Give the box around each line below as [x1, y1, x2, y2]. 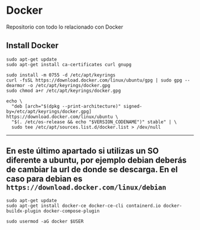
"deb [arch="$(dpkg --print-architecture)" [11, 103, 121, 109]
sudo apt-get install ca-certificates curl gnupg [6, 61, 132, 67]
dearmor [6, 82, 26, 88]
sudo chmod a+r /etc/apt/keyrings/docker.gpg [6, 88, 121, 94]
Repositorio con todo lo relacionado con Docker [6, 23, 123, 30]
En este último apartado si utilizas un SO [6, 146, 159, 156]
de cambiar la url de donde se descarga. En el [6, 164, 178, 175]
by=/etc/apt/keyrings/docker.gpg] [6, 108, 92, 114]
